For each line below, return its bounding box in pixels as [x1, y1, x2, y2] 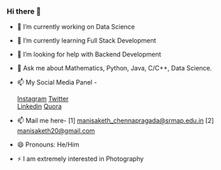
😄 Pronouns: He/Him [16, 140, 80, 149]
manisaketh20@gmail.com [16, 127, 95, 135]
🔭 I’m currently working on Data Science [16, 23, 136, 31]
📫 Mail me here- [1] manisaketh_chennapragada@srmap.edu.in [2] [16, 117, 215, 125]
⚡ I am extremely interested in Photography [16, 154, 144, 163]
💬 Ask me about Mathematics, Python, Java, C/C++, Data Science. [16, 64, 212, 73]
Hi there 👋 [6, 6, 42, 16]
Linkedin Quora [16, 102, 62, 111]
